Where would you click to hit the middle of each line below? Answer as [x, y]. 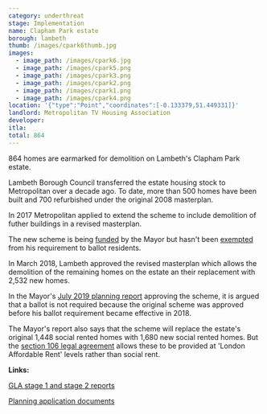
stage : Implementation [46, 23]
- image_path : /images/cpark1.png [73, 90]
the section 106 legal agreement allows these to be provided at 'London [127, 346]
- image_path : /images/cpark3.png [73, 76]
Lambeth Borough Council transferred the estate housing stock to [117, 182]
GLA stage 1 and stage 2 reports [62, 385]
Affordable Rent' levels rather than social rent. [84, 354]
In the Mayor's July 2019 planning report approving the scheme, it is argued [134, 296]
